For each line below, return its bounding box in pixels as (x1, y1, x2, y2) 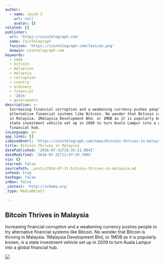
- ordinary (9, 84, 32, 89)
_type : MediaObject (5, 188, 45, 193)
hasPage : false (5, 175, 36, 180)
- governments (9, 98, 38, 103)
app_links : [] (5, 134, 34, 139)
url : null (14, 16, 34, 21)
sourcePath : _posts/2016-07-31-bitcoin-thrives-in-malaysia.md (5, 166, 137, 171)
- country (9, 80, 29, 84)
